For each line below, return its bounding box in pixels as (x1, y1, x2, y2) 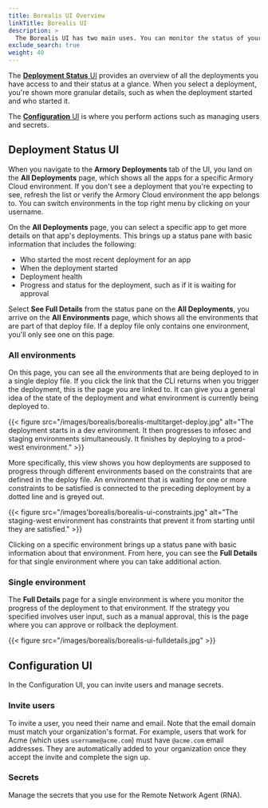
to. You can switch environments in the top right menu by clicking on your (8, 198, 250, 208)
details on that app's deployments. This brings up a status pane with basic (8, 231, 253, 240)
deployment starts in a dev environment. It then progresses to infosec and (8, 426, 251, 435)
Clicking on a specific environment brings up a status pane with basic (8, 540, 237, 549)
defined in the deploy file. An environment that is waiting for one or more (8, 475, 247, 485)
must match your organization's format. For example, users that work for (8, 727, 247, 736)
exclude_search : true (8, 42, 81, 50)
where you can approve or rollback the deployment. (8, 620, 179, 630)
